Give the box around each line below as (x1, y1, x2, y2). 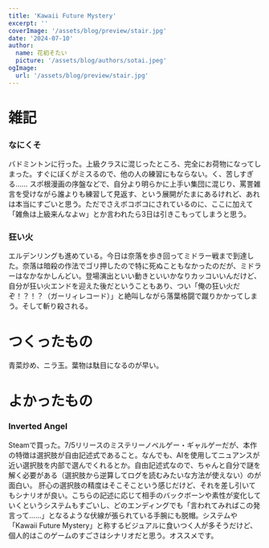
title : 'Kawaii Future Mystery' (8, 11, 116, 20)
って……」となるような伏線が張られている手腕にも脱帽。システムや (14, 510, 238, 520)
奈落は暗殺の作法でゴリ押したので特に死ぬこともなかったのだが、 (22, 261, 241, 271)
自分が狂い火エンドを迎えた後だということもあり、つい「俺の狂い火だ (8, 281, 241, 291)
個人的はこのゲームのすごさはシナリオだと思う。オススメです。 (8, 530, 218, 540)
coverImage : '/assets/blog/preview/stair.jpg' (8, 27, 167, 35)
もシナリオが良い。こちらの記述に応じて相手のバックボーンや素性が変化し (8, 490, 255, 500)
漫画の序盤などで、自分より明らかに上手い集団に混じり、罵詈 (51, 179, 255, 189)
